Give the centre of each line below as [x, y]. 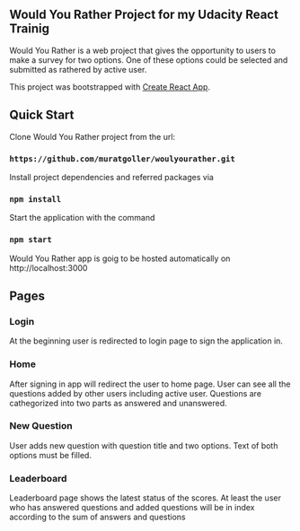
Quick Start [42, 115]
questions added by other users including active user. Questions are [136, 393]
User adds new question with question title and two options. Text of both [144, 445]
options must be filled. [51, 455]
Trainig [30, 29]
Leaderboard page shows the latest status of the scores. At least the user [145, 498]
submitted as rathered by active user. [78, 69]
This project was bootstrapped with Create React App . [110, 87]
